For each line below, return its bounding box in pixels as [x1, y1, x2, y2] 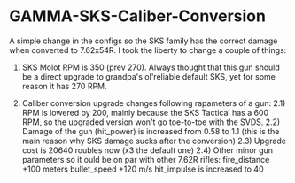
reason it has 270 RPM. [21, 80, 108, 91]
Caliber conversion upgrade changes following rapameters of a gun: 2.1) [21, 97, 286, 108]
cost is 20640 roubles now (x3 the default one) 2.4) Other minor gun [21, 144, 273, 156]
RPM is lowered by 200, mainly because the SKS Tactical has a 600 [21, 107, 269, 118]
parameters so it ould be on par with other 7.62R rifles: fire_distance [21, 154, 270, 164]
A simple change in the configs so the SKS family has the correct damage [9, 35, 278, 46]
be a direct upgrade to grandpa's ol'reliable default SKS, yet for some [21, 71, 276, 81]
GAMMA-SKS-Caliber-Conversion [9, 6, 266, 27]
